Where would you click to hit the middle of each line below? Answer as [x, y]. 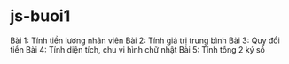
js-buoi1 [40, 16]
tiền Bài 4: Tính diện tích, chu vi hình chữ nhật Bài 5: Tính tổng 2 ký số [137, 49]
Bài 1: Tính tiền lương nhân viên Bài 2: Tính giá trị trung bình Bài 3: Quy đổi [145, 40]
